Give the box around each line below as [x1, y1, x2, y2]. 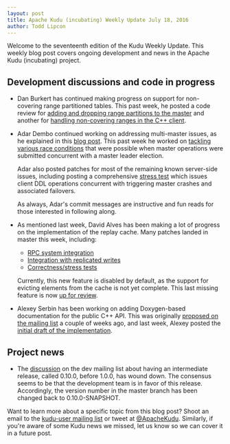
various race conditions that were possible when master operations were [16, 144, 224, 153]
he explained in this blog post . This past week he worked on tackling [16, 137, 211, 145]
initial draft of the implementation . [16, 326, 113, 335]
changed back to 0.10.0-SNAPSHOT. [16, 394, 121, 402]
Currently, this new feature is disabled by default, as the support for [16, 276, 209, 285]
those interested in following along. [16, 208, 117, 216]
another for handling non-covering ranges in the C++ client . [16, 116, 187, 124]
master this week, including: [16, 235, 97, 244]
